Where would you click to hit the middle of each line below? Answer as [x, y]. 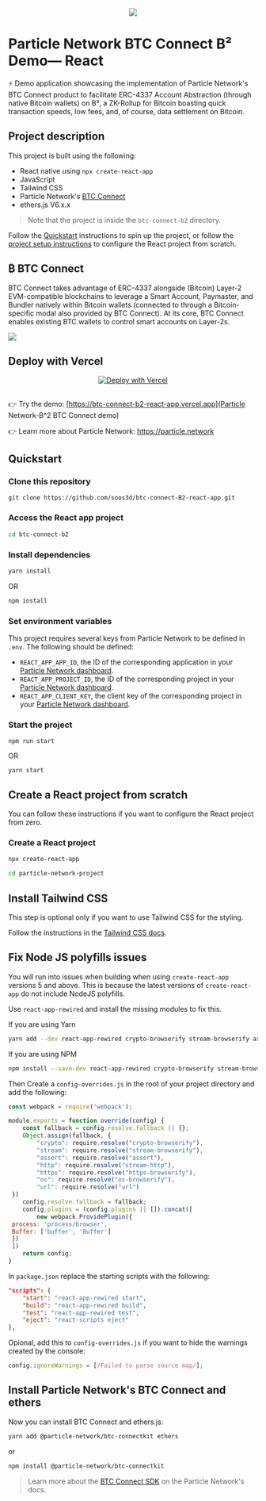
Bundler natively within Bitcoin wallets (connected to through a [110, 304]
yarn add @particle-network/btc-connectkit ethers [93, 1436]
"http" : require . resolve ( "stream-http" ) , [106, 1165]
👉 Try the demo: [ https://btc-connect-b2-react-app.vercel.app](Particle [127, 404]
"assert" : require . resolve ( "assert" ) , [101, 1158]
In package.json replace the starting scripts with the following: [109, 1276]
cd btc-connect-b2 [38, 534]
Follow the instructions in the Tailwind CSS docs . [87, 932]
